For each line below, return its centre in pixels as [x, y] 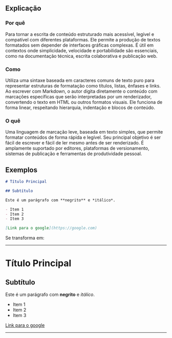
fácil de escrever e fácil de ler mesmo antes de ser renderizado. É [75, 143]
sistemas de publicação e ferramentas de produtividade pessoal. [74, 154]
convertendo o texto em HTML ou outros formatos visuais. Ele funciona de [84, 102]
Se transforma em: [25, 238]
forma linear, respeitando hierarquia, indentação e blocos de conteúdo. [80, 108]
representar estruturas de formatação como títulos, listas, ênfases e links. [83, 86]
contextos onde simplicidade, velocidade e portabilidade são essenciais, [82, 50]
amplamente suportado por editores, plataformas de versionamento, [77, 149]
